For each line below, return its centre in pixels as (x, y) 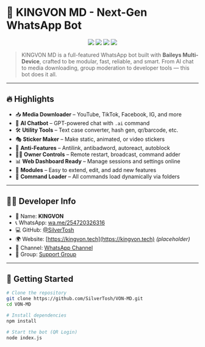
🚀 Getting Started (40, 279)
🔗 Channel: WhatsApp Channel (54, 248)
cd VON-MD (19, 304)
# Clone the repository (37, 293)
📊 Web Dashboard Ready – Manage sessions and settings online (98, 161)
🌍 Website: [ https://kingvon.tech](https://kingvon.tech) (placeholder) (103, 239)
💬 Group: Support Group (46, 254)
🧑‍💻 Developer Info (41, 202)
